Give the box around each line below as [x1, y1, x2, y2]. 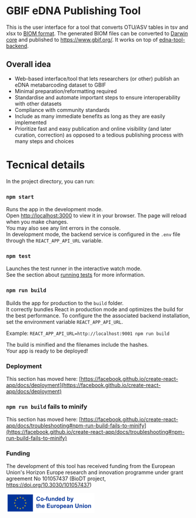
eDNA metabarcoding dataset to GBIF [14, 81, 107, 88]
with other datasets [14, 100, 62, 107]
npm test [6, 253, 31, 260]
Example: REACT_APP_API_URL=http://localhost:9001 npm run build [6, 330, 170, 337]
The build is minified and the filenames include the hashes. [6, 341, 149, 348]
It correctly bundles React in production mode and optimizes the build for [6, 306, 184, 313]
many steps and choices [14, 137, 74, 145]
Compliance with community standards [14, 106, 110, 113]
